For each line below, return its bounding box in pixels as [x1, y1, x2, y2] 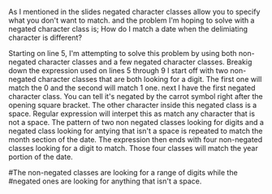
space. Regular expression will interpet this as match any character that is [8, 109, 256, 119]
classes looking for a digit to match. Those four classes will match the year [8, 144, 258, 153]
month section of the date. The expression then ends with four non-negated [8, 135, 263, 144]
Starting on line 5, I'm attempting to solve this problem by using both [8, 49, 237, 58]
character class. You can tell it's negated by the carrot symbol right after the [8, 92, 264, 101]
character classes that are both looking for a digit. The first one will [37, 75, 262, 84]
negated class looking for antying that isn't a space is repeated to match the [8, 126, 263, 136]
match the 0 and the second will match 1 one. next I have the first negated [8, 83, 256, 93]
